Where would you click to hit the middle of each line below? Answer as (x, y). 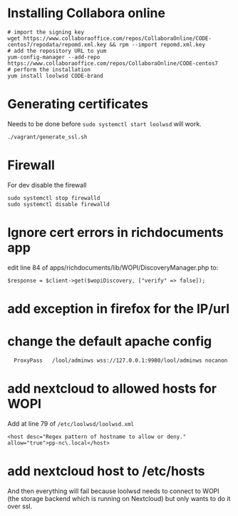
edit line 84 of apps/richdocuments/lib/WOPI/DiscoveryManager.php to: (113, 267)
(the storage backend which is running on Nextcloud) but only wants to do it (119, 498)
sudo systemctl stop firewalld (54, 198)
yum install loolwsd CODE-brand (55, 76)
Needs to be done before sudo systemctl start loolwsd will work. (104, 123)
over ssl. (20, 506)
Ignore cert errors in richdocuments (115, 233)
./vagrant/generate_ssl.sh (47, 137)
